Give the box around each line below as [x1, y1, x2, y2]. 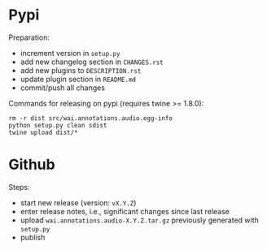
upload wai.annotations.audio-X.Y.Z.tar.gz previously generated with [20, 215, 259, 225]
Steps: [8, 182, 30, 192]
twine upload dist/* [8, 128, 79, 136]
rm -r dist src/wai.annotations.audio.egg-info [8, 114, 173, 123]
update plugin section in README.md [20, 74, 137, 84]
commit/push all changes [20, 83, 106, 93]
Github [8, 156, 55, 174]
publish [20, 232, 46, 242]
